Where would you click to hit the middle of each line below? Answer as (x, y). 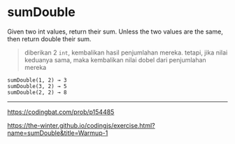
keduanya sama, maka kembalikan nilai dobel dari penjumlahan (115, 59)
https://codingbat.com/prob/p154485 (61, 112)
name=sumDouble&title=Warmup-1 (58, 133)
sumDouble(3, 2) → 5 (37, 86)
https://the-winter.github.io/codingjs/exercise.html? (81, 125)
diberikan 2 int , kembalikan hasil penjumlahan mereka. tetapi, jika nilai (126, 52)
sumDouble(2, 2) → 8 (37, 92)
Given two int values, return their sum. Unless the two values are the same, (115, 31)
